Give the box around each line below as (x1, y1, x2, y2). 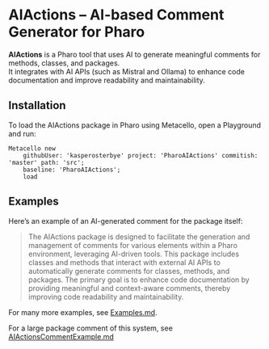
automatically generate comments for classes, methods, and (27, 266, 230, 275)
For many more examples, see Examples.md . (8, 307, 158, 317)
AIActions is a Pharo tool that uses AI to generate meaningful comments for (8, 49, 261, 59)
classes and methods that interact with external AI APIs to (27, 257, 221, 267)
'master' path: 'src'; (8, 158, 85, 166)
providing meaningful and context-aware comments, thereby (27, 283, 231, 292)
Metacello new (8, 144, 57, 153)
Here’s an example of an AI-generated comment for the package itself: (8, 216, 243, 225)
